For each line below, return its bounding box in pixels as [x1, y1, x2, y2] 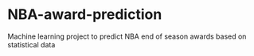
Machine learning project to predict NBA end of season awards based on [7, 32, 247, 41]
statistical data [7, 39, 56, 49]
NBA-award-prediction [7, 6, 162, 24]
